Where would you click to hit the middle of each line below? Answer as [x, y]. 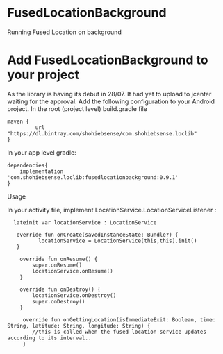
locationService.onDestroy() [74, 295]
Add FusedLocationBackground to [108, 60]
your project [43, 75]
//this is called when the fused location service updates [119, 332]
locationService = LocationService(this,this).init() [117, 241]
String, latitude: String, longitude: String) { [79, 326]
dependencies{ [28, 165]
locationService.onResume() [73, 271]
